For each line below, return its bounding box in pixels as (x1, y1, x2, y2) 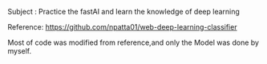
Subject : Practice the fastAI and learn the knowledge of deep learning (7, 7, 240, 16)
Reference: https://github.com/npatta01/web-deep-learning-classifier (7, 22, 237, 31)
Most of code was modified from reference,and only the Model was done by (7, 38, 260, 47)
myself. (7, 46, 32, 55)
